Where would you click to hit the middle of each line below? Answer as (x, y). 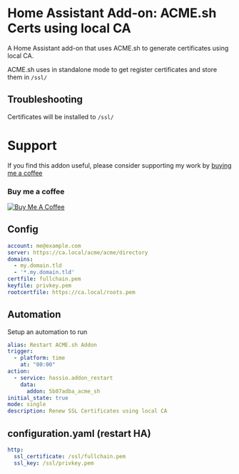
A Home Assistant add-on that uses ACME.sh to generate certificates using (118, 48)
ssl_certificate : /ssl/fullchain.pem (70, 456)
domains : (20, 259)
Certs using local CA (69, 28)
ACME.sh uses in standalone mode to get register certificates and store (112, 69)
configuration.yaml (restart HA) (79, 433)
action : (19, 372)
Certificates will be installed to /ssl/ (61, 116)
